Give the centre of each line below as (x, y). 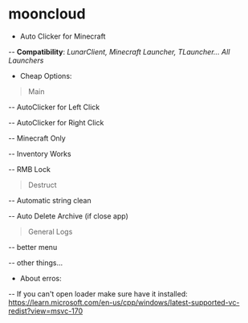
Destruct (43, 185)
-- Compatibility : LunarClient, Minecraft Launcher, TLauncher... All (119, 51)
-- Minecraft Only (37, 138)
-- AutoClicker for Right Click (56, 122)
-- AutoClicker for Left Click (54, 107)
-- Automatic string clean (50, 200)
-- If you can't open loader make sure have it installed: (98, 293)
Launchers (26, 60)
